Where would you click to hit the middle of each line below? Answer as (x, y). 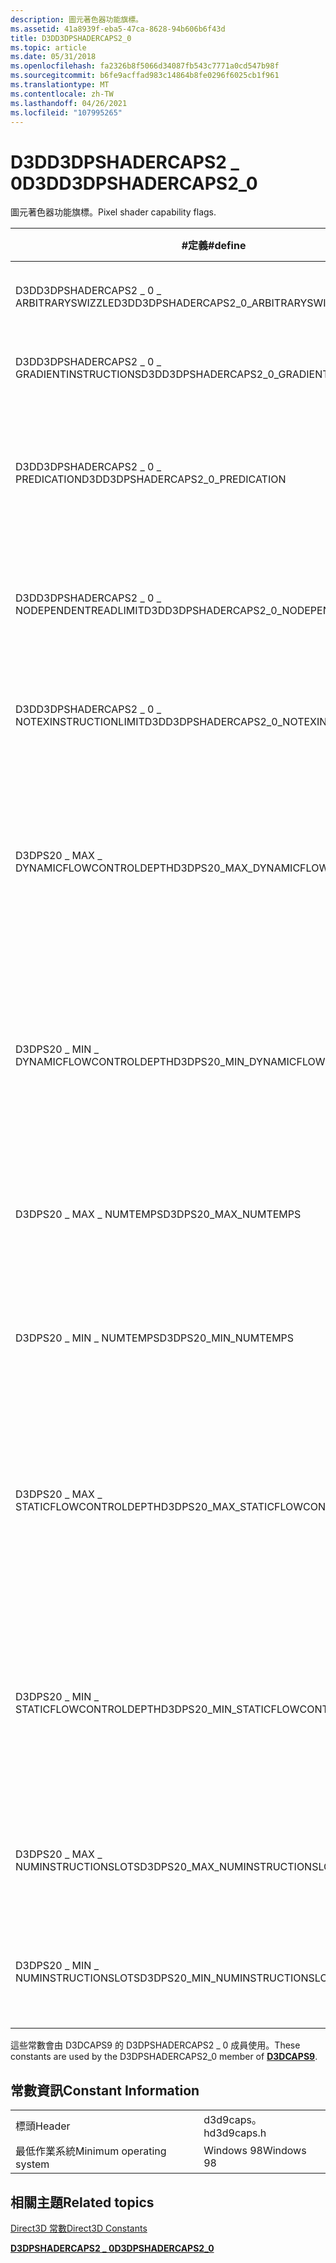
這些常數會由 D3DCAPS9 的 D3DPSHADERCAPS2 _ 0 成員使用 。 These (155, 2045)
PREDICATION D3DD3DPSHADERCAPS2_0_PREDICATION (151, 479)
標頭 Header (43, 2126)
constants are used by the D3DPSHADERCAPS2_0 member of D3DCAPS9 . (164, 2057)
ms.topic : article (48, 47)
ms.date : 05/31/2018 (53, 57)
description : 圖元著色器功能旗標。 (76, 19)
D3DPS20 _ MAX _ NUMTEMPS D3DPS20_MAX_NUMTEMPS (158, 1214)
